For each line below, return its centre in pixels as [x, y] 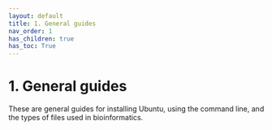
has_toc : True [32, 46]
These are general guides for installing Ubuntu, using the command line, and [136, 109]
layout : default [36, 16]
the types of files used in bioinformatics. [76, 118]
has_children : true [41, 39]
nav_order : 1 [30, 31]
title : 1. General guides [52, 24]
